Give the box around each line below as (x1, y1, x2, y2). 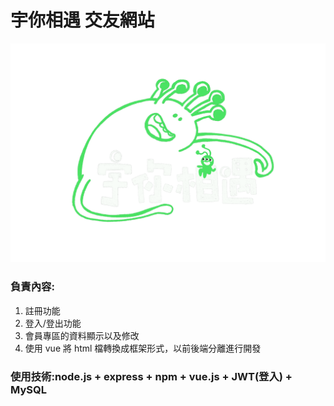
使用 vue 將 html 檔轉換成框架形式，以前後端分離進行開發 (24, 342, 262, 354)
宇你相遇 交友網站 (10, 9, 155, 32)
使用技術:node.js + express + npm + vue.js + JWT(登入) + (10, 369, 293, 383)
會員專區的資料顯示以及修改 (24, 329, 140, 341)
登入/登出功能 (24, 317, 82, 329)
